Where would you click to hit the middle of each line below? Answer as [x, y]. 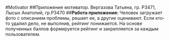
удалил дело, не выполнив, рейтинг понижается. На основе [77, 23]
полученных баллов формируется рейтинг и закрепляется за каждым [82, 29]
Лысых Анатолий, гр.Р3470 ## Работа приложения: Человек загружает [84, 13]
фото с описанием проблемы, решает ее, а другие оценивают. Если [80, 18]
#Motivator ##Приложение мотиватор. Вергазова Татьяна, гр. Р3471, [81, 7]
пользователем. [23, 34]
